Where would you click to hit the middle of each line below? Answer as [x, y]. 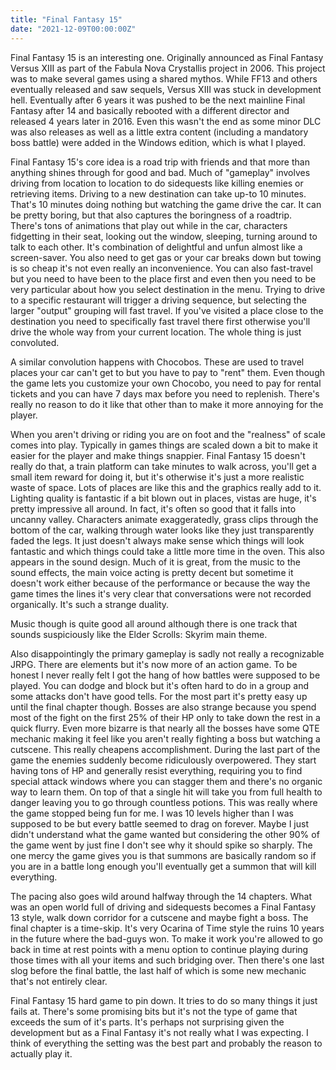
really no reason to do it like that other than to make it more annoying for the [167, 404]
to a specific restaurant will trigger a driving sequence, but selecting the [158, 300]
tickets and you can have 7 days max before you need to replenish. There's [165, 393]
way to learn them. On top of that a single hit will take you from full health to [166, 792]
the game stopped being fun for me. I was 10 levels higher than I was [152, 813]
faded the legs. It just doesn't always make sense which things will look [157, 540]
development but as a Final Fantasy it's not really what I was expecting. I [159, 1032]
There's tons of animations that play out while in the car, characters [149, 225]
